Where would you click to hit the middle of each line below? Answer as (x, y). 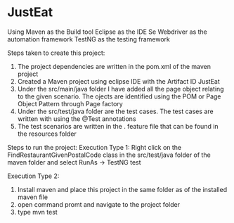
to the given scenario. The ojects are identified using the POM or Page (119, 96)
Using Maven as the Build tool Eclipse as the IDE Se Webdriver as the (107, 32)
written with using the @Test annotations (77, 119)
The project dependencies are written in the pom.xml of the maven (114, 66)
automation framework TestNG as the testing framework (89, 39)
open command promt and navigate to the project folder (99, 204)
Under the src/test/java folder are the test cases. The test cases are (115, 111)
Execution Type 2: (33, 176)
